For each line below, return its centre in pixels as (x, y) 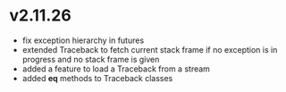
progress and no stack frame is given (91, 59)
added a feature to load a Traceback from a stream (116, 69)
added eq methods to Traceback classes (97, 78)
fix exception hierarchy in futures (83, 40)
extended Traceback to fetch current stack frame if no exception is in (150, 49)
